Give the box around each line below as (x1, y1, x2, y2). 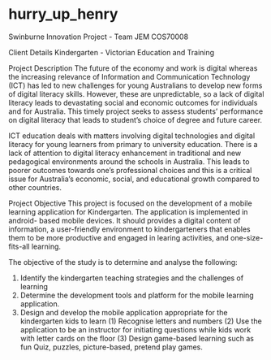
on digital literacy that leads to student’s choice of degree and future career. (8, 115, 262, 124)
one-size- (230, 232, 264, 242)
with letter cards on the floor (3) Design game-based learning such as (19, 333, 254, 343)
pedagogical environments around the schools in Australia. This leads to (8, 156, 250, 167)
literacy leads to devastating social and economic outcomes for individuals (8, 98, 258, 107)
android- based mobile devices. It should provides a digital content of (8, 215, 241, 225)
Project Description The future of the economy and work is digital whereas (8, 63, 258, 73)
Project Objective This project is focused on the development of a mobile (8, 198, 253, 208)
